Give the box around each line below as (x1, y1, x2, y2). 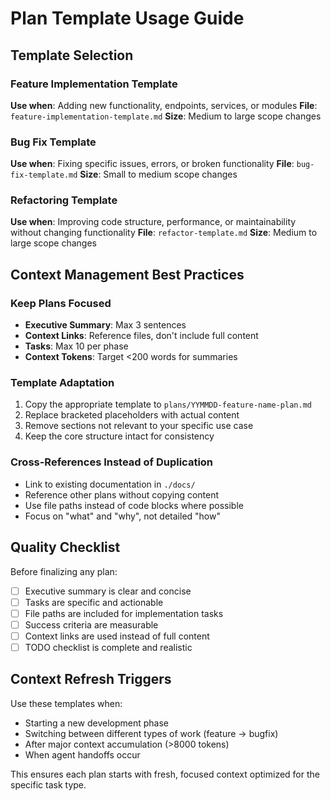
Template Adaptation (10, 376, 115, 390)
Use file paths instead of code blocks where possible (24, 499, 244, 511)
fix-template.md (10, 170, 78, 181)
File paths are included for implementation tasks (24, 607, 224, 619)
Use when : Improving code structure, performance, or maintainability (10, 216, 297, 228)
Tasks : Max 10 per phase (24, 340, 129, 352)
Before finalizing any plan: (10, 565, 118, 577)
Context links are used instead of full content (24, 630, 210, 642)
